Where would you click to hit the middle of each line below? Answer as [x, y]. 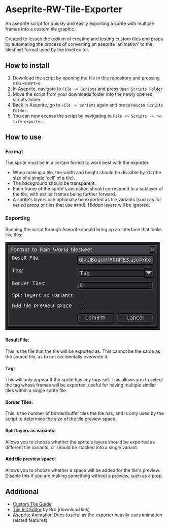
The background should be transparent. [54, 183]
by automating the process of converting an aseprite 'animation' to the [79, 44]
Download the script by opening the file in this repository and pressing [86, 78]
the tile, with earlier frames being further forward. [64, 194]
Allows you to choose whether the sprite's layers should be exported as [80, 442]
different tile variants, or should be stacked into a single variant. [72, 447]
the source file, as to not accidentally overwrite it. [57, 356]
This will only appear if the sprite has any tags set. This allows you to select [84, 380]
